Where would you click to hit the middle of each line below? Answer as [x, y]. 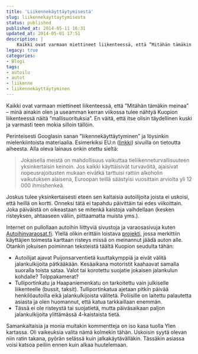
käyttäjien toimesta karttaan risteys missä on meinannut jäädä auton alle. [95, 240]
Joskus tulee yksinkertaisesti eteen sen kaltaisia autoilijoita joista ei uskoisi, [98, 197]
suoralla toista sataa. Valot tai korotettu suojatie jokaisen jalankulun [96, 270]
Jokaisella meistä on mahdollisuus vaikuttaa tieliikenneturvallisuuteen [105, 160]
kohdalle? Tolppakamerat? [47, 276]
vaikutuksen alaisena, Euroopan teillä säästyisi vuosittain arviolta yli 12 [106, 179]
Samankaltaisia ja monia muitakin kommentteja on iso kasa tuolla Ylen [91, 326]
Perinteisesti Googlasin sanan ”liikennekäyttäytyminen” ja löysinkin [87, 136]
